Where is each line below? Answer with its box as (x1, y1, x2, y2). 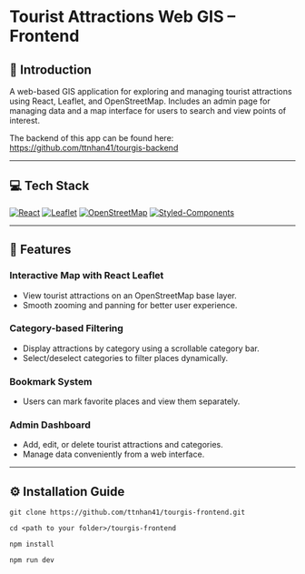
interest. (9, 116, 41, 126)
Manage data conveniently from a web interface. (22, 448, 205, 460)
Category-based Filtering (9, 322, 124, 335)
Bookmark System (9, 375, 93, 388)
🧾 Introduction (9, 62, 93, 77)
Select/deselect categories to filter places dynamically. (22, 352, 229, 363)
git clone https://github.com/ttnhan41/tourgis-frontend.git (9, 508, 246, 518)
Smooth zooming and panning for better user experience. (22, 299, 238, 310)
